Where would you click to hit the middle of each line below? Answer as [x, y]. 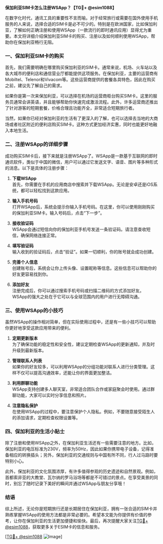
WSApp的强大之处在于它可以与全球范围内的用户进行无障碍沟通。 [77, 297]
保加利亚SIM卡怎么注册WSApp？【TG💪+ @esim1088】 [61, 8]
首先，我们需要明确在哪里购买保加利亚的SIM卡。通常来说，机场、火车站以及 [81, 67]
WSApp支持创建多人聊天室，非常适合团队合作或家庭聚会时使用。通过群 [83, 389]
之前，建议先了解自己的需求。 [35, 86]
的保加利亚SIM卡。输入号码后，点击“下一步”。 [58, 213]
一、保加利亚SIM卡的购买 [35, 56]
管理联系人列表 [27, 361]
